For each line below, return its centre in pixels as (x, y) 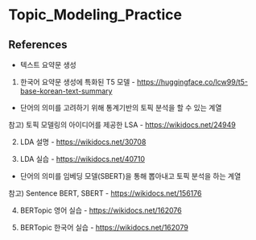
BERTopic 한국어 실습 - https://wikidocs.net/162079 (104, 228)
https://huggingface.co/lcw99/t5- (192, 82)
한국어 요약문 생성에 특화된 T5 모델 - (77, 82)
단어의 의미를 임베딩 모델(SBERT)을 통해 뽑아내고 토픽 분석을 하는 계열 (130, 176)
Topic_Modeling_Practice (95, 15)
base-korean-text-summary (66, 91)
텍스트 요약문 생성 (48, 65)
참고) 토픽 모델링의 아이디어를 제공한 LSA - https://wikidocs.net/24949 (122, 125)
